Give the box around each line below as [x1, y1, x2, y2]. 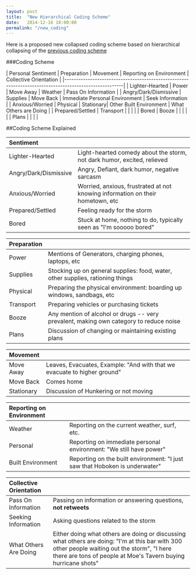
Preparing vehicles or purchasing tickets [48, 300, 159, 309]
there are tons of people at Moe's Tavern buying [52, 552, 185, 560]
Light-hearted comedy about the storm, [78, 149, 187, 157]
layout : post [6, 8, 38, 15]
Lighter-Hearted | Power [129, 83, 188, 90]
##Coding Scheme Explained [6, 125, 76, 132]
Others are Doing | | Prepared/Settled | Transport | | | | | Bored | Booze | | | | [6, 107, 188, 114]
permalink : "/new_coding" [6, 25, 69, 31]
